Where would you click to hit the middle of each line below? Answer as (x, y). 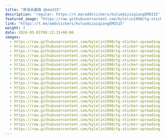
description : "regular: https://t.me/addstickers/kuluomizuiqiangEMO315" (83, 14)
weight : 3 (15, 28)
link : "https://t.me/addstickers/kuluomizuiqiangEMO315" (65, 23)
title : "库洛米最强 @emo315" (33, 10)
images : (13, 37)
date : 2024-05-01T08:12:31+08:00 (40, 33)
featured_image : (22, 19)
